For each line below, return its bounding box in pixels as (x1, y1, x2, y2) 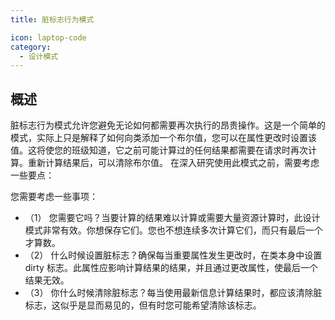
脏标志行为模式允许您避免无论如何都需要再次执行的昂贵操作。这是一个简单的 (10, 119, 326, 131)
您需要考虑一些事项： (10, 191, 98, 203)
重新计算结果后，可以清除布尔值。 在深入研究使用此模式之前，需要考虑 (27, 157, 320, 169)
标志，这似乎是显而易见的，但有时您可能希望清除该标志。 (24, 299, 262, 311)
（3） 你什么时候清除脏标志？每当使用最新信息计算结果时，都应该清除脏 (24, 287, 323, 299)
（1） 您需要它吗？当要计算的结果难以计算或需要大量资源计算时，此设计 (24, 212, 321, 224)
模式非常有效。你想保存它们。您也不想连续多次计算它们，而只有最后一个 (24, 224, 323, 236)
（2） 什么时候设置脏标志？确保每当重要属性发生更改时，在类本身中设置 (24, 249, 323, 261)
